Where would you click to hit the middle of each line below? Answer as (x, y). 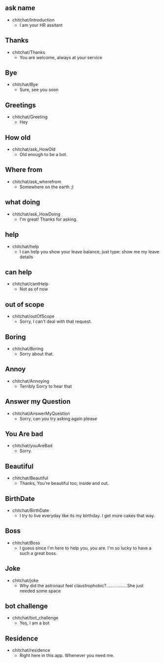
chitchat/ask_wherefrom (36, 182)
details (26, 257)
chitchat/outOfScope (33, 316)
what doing (23, 202)
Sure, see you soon (39, 90)
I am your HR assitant (41, 25)
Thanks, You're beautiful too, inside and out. (64, 483)
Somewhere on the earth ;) (47, 187)
